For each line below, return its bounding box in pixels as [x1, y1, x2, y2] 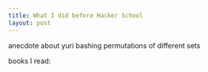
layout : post [8, 19, 51, 27]
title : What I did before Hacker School [8, 11, 144, 20]
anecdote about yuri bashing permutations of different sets [8, 40, 201, 50]
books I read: [8, 56, 51, 66]
